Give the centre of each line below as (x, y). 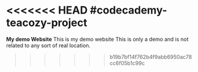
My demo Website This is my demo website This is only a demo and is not (98, 39)
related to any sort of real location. (48, 45)
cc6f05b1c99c (127, 63)
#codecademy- (129, 10)
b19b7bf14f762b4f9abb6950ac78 (151, 57)
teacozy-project (47, 23)
